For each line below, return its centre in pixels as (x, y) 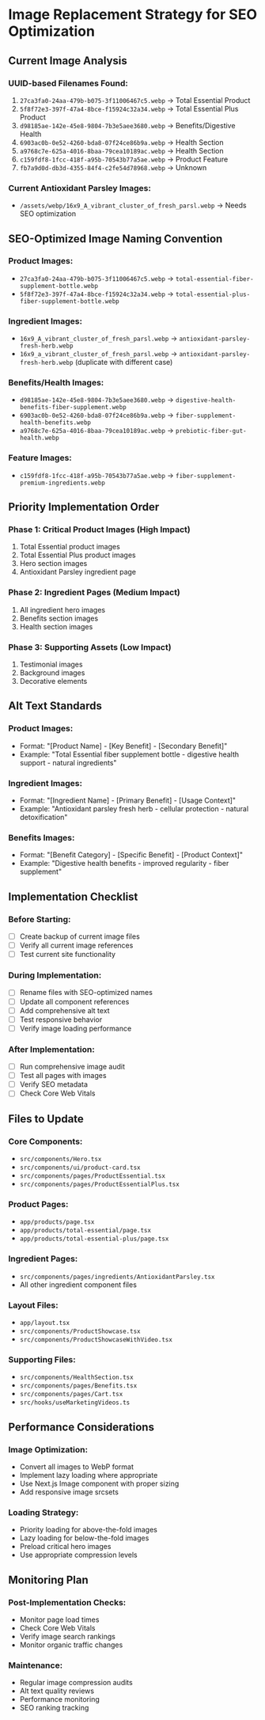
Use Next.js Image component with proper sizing (99, 1483)
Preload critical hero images (65, 1547)
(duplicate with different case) (124, 363)
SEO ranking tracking (54, 1708)
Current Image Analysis (68, 61)
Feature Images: (40, 458)
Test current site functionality (68, 955)
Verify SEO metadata (54, 1084)
